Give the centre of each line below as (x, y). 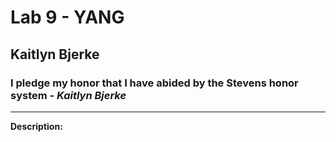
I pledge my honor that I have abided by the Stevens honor (154, 83)
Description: (36, 126)
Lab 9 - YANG (67, 17)
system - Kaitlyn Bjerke (68, 95)
